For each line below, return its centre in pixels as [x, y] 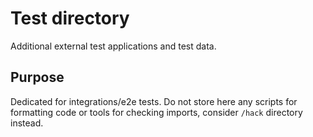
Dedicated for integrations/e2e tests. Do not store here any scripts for [154, 101]
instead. [27, 123]
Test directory [70, 18]
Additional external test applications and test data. [113, 46]
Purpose [37, 77]
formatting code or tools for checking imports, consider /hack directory [156, 112]
